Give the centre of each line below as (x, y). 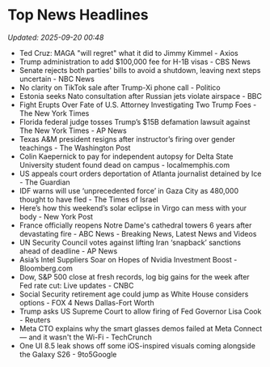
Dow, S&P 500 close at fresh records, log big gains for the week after (134, 276)
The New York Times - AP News (73, 130)
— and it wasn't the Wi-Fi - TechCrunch (86, 337)
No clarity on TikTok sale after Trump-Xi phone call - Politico (120, 87)
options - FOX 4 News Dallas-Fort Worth (86, 302)
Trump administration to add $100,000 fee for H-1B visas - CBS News (135, 62)
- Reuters (35, 320)
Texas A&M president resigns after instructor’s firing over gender (127, 139)
